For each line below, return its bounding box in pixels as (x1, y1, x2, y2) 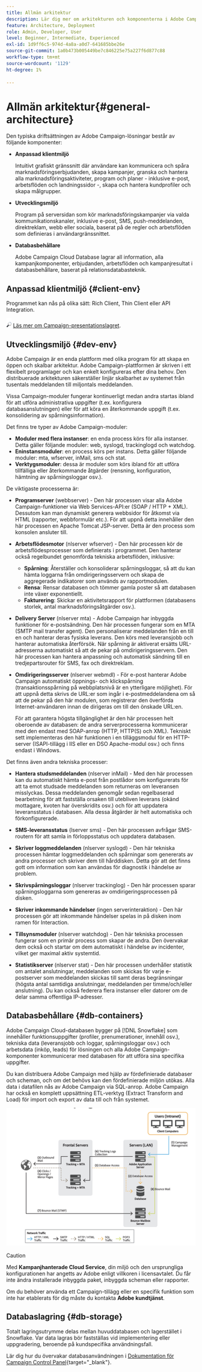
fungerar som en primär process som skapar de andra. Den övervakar (14, 937, 189, 944)
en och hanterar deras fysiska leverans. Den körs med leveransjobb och (14, 633, 194, 641)
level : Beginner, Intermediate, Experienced (6, 35, 120, 42)
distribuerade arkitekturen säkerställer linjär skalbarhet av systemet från (6, 374, 185, 381)
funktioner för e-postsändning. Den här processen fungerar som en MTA (14, 621, 195, 628)
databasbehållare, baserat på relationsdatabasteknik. (14, 266, 147, 274)
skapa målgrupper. (14, 188, 62, 195)
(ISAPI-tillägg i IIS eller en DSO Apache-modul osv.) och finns (32, 740, 185, 747)
